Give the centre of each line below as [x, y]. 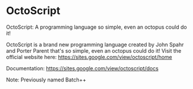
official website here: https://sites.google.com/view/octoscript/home [89, 57]
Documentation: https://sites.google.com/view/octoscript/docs [82, 68]
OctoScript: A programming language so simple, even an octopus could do [96, 27]
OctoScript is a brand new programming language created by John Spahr [95, 44]
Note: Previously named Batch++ [46, 80]
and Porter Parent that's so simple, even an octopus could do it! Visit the [94, 50]
